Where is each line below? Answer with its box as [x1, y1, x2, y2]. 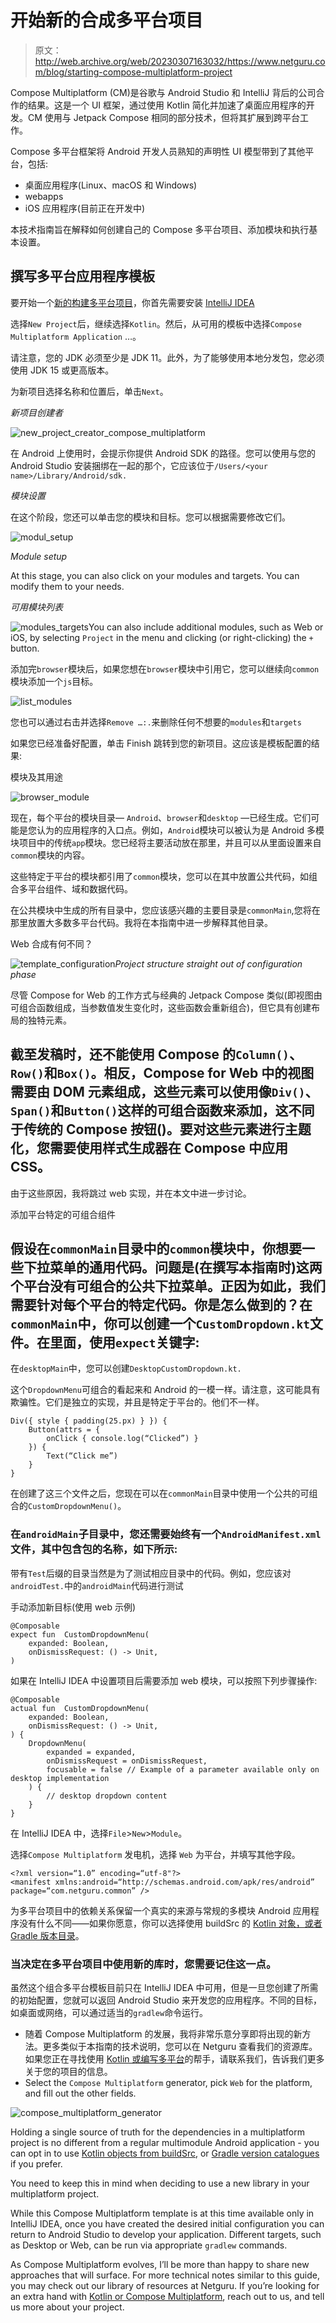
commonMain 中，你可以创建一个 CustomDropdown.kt [10, 1315, 311, 1332]
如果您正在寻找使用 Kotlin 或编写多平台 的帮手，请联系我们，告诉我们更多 [24, 2052, 325, 2065]
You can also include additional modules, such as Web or [88, 621, 324, 633]
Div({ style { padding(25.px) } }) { [10, 1416, 168, 1426]
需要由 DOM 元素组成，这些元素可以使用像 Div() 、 [10, 1084, 319, 1101]
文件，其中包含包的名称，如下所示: [10, 1542, 178, 1556]
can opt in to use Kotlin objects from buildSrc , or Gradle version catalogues [10, 2147, 320, 2159]
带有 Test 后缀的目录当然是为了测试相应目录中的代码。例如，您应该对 [10, 1567, 292, 1579]
